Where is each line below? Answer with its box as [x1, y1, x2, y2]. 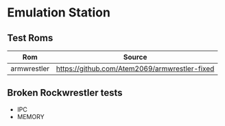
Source [123, 53, 147, 62]
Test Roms [7, 32, 54, 44]
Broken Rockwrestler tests [7, 87, 123, 99]
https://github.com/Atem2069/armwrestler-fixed [56, 64, 215, 73]
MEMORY [16, 112, 45, 121]
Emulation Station [7, 5, 111, 21]
